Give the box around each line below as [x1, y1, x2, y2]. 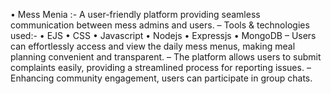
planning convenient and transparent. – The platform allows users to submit [10, 51, 322, 63]
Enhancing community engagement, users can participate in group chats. [10, 72, 313, 84]
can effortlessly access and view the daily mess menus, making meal [10, 40, 296, 52]
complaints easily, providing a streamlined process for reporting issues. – [10, 62, 312, 73]
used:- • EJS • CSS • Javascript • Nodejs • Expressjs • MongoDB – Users [10, 30, 317, 41]
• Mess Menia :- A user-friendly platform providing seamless [10, 9, 261, 20]
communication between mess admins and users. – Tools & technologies [10, 19, 310, 31]
